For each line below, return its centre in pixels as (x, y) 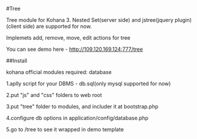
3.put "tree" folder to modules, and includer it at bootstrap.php (82, 106)
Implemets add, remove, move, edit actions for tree (68, 38)
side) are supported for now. (57, 26)
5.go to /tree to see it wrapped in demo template (65, 129)
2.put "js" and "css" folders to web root (54, 95)
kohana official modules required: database (59, 72)
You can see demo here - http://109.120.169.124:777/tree (75, 49)
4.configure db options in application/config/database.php (77, 118)
